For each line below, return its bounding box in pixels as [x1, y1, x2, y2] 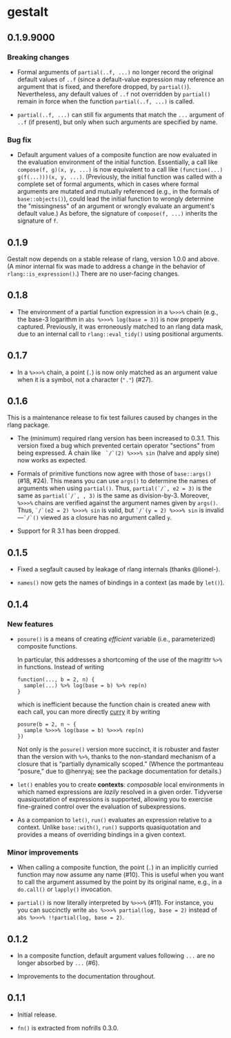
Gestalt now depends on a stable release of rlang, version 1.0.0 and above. [7, 254, 219, 263]
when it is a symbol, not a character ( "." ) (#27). [17, 375, 153, 383]
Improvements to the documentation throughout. [17, 973, 156, 981]
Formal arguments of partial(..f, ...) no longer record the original [17, 68, 214, 76]
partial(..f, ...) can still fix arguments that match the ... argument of [17, 110, 225, 119]
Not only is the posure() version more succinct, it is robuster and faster [17, 745, 219, 753]
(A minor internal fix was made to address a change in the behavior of [7, 262, 205, 270]
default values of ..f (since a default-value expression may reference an [17, 75, 224, 83]
